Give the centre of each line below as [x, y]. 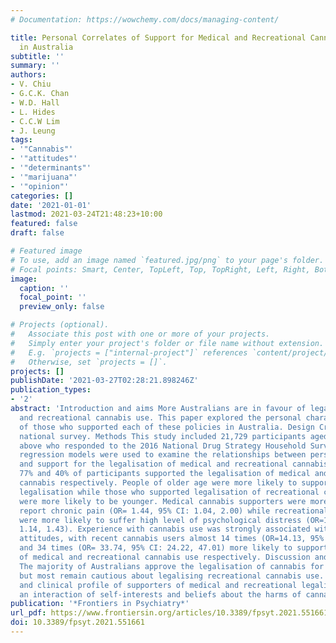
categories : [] [42, 196]
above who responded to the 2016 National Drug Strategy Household [163, 446]
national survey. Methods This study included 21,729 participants [163, 436]
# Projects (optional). [60, 325]
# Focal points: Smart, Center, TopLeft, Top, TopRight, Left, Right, [160, 269]
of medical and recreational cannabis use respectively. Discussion [165, 557]
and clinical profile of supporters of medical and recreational [158, 585]
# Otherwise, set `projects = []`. [89, 362]
